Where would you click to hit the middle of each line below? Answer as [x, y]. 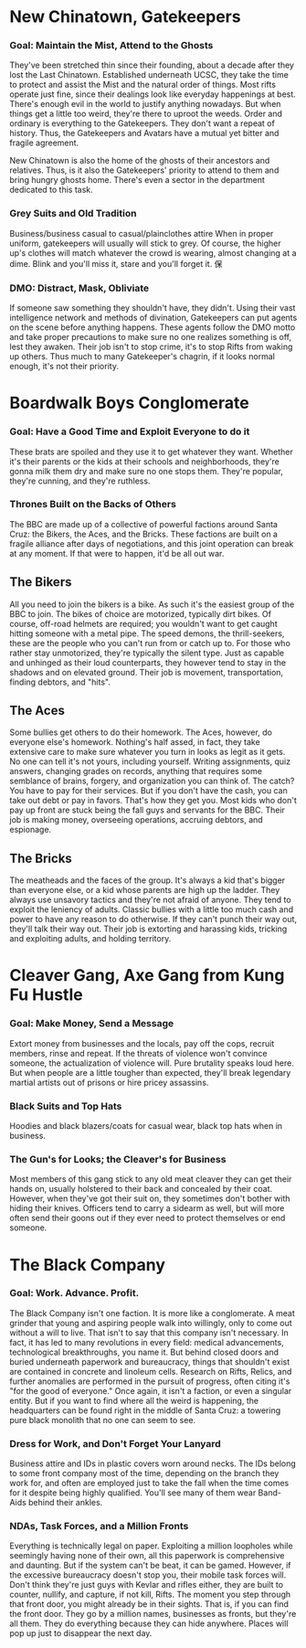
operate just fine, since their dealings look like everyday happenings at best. [153, 94]
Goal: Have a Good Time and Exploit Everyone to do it [130, 431]
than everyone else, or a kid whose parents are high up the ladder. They [145, 890]
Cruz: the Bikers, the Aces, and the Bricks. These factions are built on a [144, 534]
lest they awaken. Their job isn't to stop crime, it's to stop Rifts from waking [151, 347]
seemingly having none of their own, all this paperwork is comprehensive [147, 1556]
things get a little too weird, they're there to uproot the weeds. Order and [146, 114]
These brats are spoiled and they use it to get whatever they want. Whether [152, 452]
